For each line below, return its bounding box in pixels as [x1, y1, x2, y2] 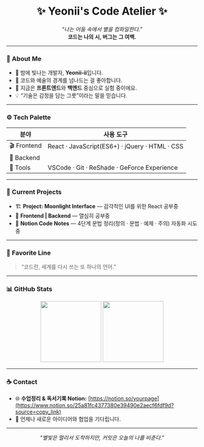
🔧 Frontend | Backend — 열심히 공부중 [15, 212, 110, 219]
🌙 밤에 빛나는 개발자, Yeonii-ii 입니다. [15, 69, 103, 77]
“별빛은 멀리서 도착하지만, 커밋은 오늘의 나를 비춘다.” [39, 434, 165, 441]
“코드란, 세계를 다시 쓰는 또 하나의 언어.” [21, 263, 117, 270]
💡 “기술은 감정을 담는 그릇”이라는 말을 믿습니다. [15, 92, 127, 99]
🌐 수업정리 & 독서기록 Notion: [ [15, 395, 90, 402]
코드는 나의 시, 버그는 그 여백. [67, 33, 137, 40]
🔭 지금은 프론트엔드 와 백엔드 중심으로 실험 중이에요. [15, 84, 138, 92]
